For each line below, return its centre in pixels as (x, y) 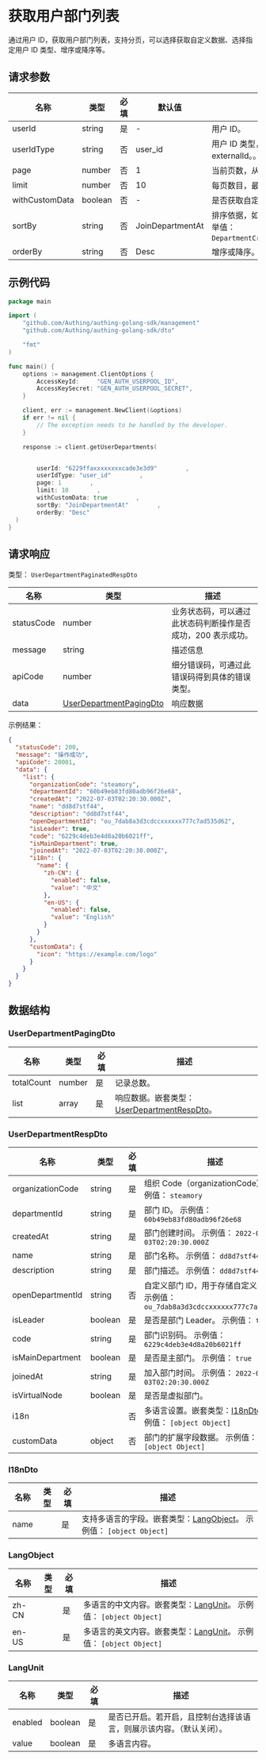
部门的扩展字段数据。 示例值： (200, 1437)
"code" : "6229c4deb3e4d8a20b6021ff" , (91, 836)
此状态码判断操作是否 (211, 623)
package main (30, 301)
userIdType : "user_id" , (90, 476)
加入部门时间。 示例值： (188, 1372)
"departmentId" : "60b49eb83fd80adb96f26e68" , (105, 792)
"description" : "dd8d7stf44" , (79, 814)
